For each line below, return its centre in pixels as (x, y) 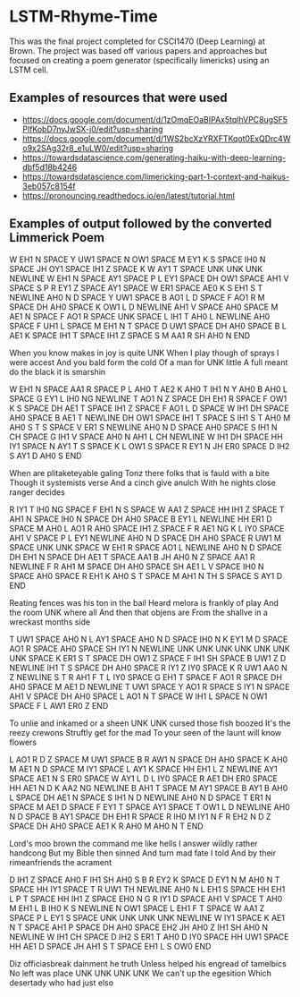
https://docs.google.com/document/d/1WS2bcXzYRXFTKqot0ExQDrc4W (156, 138)
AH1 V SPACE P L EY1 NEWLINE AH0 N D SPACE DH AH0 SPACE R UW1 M (145, 538)
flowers (23, 742)
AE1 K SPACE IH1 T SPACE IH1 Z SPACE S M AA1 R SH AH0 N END (130, 335)
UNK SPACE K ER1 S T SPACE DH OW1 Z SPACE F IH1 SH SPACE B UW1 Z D (148, 658)
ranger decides (37, 492)
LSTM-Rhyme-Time (83, 17)
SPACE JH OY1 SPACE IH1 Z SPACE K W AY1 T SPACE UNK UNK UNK (136, 268)
